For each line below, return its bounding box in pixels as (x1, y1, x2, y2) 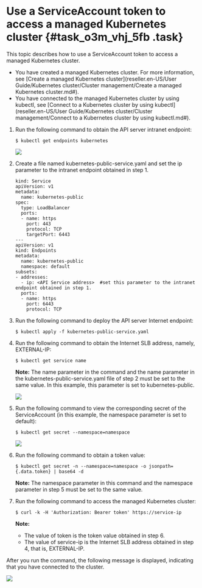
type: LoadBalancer (21, 204, 70, 211)
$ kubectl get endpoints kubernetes (15, 137, 108, 144)
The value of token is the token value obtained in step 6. (24, 532, 165, 539)
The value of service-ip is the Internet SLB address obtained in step (24, 538, 194, 545)
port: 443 (26, 221, 51, 227)
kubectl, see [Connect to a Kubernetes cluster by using (15, 101, 154, 108)
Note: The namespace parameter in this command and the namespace (15, 479, 193, 486)
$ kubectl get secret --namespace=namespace (15, 429, 130, 436)
